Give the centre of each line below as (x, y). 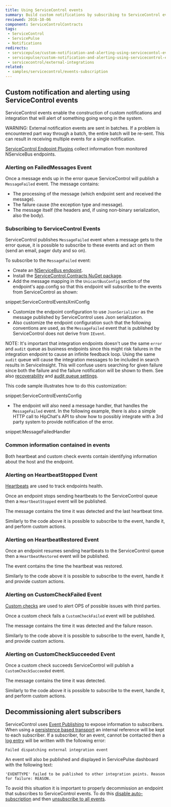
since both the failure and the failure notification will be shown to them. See (84, 371)
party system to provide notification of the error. (63, 422)
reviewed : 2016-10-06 (28, 19)
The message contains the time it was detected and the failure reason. (79, 625)
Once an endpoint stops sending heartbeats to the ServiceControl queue (81, 496)
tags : (11, 29)
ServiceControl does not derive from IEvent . (59, 334)
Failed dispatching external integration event (57, 750)
